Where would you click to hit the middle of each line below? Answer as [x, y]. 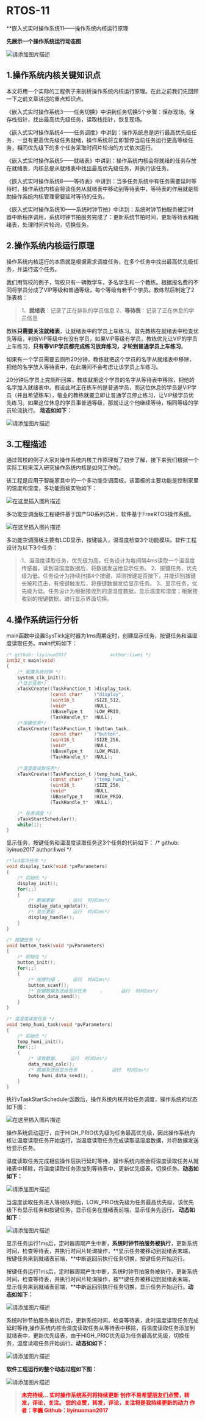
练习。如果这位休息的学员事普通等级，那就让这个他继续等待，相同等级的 [102, 403]
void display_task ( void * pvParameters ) [57, 867]
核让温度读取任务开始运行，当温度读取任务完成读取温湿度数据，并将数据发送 [103, 1141]
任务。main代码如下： [50, 644]
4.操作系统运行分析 [42, 620]
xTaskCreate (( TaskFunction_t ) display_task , [75, 689]
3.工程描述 [27, 444]
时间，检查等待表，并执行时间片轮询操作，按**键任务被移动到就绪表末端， [100, 1279]
